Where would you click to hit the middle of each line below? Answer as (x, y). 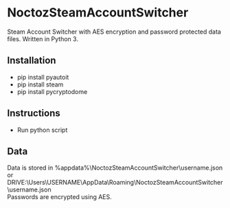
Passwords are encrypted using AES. (59, 197)
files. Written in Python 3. (43, 38)
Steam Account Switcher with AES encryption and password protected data (114, 32)
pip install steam (40, 84)
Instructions (34, 114)
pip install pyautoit (43, 77)
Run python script (42, 130)
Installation (32, 61)
